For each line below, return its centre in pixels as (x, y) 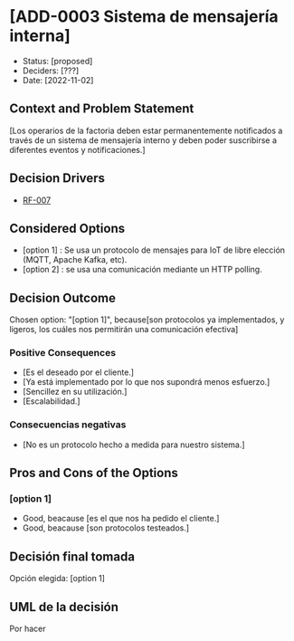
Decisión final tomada (72, 556)
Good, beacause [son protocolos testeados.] (106, 528)
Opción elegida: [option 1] (57, 579)
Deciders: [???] (51, 71)
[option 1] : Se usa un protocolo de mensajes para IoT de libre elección (154, 250)
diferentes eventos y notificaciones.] (78, 149)
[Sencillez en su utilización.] (75, 392)
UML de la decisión (64, 607)
